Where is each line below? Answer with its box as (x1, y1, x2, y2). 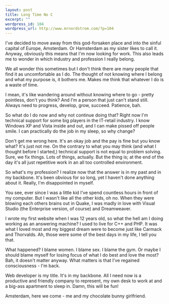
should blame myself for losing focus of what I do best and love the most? (5, 252, 159, 258)
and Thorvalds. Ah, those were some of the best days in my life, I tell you (5, 231, 157, 237)
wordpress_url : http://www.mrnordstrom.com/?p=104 (5, 26, 114, 31)
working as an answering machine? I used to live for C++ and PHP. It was (5, 221, 157, 227)
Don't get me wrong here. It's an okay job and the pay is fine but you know (5, 138, 160, 144)
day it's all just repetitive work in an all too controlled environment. (5, 159, 143, 165)
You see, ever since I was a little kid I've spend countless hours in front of (5, 190, 158, 196)
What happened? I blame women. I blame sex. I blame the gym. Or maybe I (5, 247, 161, 253)
